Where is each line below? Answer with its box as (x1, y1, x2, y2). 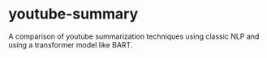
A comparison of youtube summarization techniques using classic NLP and (8, 31, 260, 41)
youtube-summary (8, 5, 139, 23)
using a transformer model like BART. (8, 39, 133, 49)
